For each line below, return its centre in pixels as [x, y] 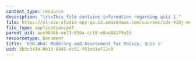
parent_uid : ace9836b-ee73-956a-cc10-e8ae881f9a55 [69, 33]
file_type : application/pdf [40, 28]
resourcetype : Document [35, 38]
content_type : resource [35, 11]
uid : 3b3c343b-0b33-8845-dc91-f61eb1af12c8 [60, 49]
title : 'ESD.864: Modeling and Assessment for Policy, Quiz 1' [85, 44]
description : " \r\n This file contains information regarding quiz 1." [94, 17]
